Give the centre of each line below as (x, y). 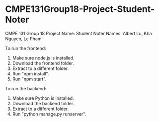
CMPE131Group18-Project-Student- (80, 9)
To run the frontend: (26, 48)
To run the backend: (26, 88)
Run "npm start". (29, 79)
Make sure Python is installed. (43, 98)
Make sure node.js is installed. (43, 58)
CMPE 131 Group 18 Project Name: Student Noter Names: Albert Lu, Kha (79, 33)
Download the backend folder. (43, 103)
